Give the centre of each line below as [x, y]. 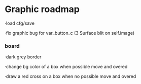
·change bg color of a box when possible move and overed [66, 67]
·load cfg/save [20, 23]
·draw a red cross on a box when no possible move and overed [70, 76]
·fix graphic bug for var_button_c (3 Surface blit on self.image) [70, 33]
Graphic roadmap [42, 9]
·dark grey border [23, 57]
